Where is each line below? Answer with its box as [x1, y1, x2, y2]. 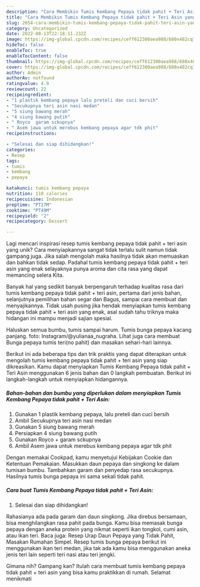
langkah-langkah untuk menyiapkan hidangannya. [6, 376, 129, 383]
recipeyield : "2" [6, 213, 49, 219]
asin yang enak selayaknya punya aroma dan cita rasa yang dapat [6, 266, 168, 273]
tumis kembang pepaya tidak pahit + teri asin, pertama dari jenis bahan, [6, 289, 182, 296]
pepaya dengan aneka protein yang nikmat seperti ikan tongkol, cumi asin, [6, 526, 189, 533]
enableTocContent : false [6, 53, 68, 59]
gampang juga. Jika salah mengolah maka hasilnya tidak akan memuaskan [6, 252, 189, 260]
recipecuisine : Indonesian [6, 196, 73, 202]
